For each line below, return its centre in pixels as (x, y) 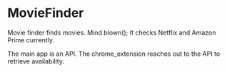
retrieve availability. (36, 61)
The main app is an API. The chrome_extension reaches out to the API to (114, 54)
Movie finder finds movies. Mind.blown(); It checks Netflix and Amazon (112, 32)
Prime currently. (31, 40)
